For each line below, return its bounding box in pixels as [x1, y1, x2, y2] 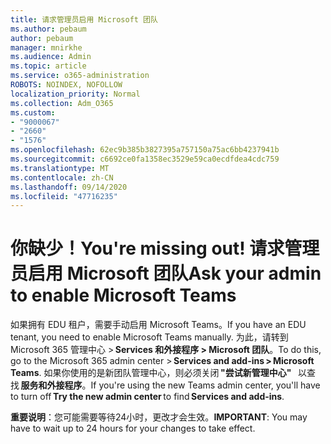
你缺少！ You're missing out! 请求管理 [10, 237, 320, 260]
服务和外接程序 [20, 379, 83, 391]
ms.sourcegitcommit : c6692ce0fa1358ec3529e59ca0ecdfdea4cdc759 [10, 154, 280, 164]
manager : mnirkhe [10, 42, 83, 53]
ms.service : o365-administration [10, 71, 150, 81]
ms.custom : [10, 107, 56, 118]
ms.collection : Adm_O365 [10, 98, 114, 108]
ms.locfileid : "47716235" [10, 191, 118, 201]
